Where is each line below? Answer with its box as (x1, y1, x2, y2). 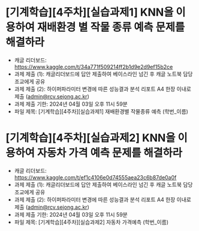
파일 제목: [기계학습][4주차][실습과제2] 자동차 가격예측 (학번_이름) (14, 218, 169, 226)
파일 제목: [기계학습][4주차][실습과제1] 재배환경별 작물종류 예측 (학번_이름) (14, 107, 188, 115)
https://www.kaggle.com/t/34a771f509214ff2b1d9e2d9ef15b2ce (14, 63, 173, 70)
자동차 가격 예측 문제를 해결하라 (37, 146, 183, 160)
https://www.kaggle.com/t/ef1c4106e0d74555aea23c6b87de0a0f (14, 173, 177, 181)
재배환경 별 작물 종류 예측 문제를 (37, 20, 185, 34)
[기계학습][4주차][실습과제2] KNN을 (5, 131, 176, 145)
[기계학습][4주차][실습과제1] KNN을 (5, 5, 174, 19)
